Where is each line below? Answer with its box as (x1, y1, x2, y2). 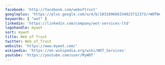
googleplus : (5, 12, 29, 17)
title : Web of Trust (5, 35, 48, 40)
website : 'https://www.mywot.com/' (5, 43, 78, 48)
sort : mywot (5, 30, 29, 35)
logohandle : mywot (5, 25, 43, 30)
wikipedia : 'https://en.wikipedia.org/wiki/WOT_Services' (5, 48, 126, 53)
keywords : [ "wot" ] (5, 16, 48, 21)
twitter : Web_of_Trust (5, 39, 52, 44)
